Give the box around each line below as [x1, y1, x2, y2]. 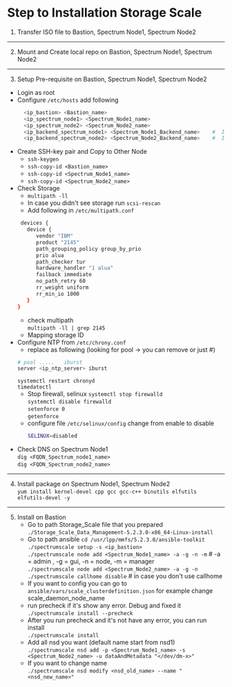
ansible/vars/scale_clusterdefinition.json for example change [27, 587, 213, 595]
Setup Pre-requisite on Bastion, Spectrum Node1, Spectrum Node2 [17, 75, 207, 83]
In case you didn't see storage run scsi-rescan [27, 199, 161, 207]
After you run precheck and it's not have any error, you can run [27, 616, 207, 625]
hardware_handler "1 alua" [35, 265, 114, 271]
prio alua [35, 251, 64, 259]
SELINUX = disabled [27, 433, 78, 440]
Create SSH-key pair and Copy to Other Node [17, 148, 147, 156]
